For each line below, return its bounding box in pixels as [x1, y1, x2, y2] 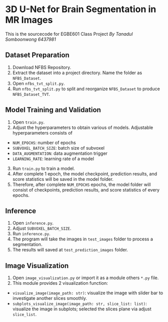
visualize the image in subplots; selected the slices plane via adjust [12, 306, 152, 312]
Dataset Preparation [5, 51, 69, 59]
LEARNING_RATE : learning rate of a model [12, 155, 95, 162]
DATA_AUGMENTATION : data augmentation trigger [12, 150, 108, 156]
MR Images [5, 14, 53, 26]
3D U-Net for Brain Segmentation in [5, 4, 156, 15]
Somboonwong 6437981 [5, 36, 56, 42]
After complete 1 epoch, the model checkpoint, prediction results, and [12, 170, 157, 177]
